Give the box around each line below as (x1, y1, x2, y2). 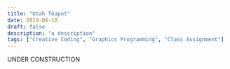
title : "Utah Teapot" (7, 10, 71, 17)
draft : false (7, 23, 46, 30)
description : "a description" (7, 29, 96, 37)
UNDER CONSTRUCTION (7, 55, 81, 63)
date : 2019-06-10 (7, 17, 58, 24)
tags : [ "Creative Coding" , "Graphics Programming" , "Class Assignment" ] (7, 36, 224, 43)
